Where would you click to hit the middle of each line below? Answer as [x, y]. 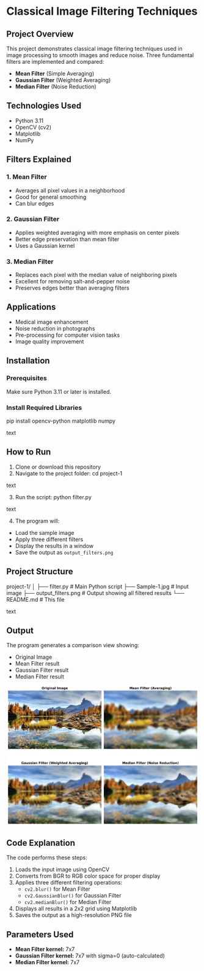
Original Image [34, 657]
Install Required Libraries [44, 407]
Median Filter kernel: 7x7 [47, 962]
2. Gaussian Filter [33, 219]
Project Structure [40, 572]
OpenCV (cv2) [33, 127]
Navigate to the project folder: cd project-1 [69, 473]
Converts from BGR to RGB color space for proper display [88, 876]
